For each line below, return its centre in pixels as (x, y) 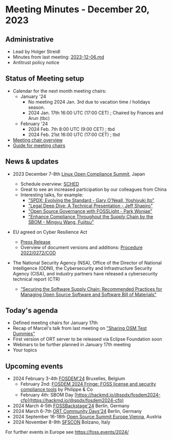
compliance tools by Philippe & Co (57, 389)
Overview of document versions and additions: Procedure (81, 247)
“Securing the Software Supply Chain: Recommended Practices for (91, 289)
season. (36, 107)
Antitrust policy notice (36, 62)
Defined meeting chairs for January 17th (55, 323)
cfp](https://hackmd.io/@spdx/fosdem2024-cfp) (72, 401)
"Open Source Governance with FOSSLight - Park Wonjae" (90, 211)
